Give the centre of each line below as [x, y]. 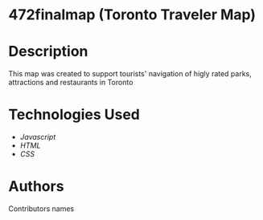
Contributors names [41, 209]
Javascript [38, 137]
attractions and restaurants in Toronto [71, 83]
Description [48, 52]
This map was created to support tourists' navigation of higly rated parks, [130, 74]
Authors [36, 187]
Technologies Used [74, 115]
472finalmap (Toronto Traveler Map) [132, 15]
